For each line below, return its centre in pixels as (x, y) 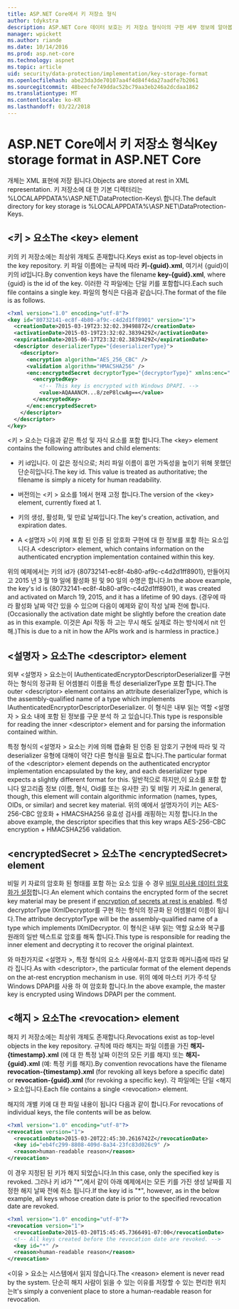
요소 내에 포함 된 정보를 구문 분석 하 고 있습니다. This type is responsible (122, 716)
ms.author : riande (34, 41)
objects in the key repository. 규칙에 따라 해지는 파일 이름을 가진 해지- (106, 1045)
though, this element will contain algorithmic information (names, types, (112, 797)
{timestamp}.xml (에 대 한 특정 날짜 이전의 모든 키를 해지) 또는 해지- (104, 1055)
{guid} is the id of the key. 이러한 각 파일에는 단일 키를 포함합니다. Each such (115, 283)
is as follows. (26, 300)
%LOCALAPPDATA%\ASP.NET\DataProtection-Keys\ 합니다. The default (112, 198)
